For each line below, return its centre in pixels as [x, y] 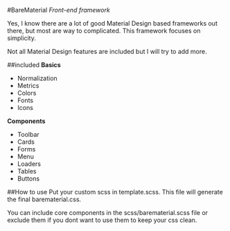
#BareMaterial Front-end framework [59, 10]
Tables [27, 171]
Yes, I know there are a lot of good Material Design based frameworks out [113, 23]
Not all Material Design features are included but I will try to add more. [107, 52]
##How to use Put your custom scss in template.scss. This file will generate [115, 192]
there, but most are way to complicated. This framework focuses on [104, 31]
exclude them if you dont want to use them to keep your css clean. [102, 220]
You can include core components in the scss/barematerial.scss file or [108, 213]
